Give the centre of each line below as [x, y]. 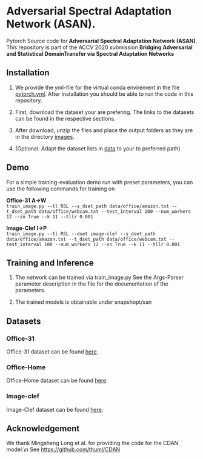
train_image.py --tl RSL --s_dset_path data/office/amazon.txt [88, 206]
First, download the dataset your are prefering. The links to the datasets [105, 112]
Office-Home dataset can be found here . [57, 381]
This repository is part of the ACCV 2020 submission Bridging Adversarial [99, 47]
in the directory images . [45, 136]
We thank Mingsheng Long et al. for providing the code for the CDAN [92, 443]
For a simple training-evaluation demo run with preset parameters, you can [100, 182]
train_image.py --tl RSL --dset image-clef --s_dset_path [81, 234]
